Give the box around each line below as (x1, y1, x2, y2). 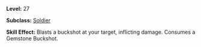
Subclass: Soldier (6, 17, 51, 23)
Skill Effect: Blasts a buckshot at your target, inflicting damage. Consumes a (6, 28, 196, 36)
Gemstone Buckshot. (6, 35, 58, 42)
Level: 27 (6, 5, 30, 12)
